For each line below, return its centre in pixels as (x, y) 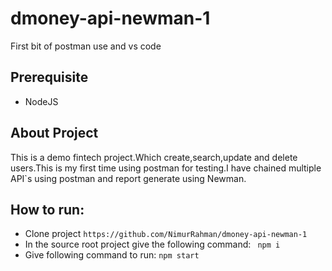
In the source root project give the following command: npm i (152, 244)
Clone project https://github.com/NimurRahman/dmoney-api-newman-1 (166, 234)
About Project (54, 133)
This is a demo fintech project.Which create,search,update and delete (154, 157)
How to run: (47, 209)
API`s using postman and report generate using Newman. (128, 178)
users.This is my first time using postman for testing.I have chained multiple (166, 168)
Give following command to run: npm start (112, 255)
